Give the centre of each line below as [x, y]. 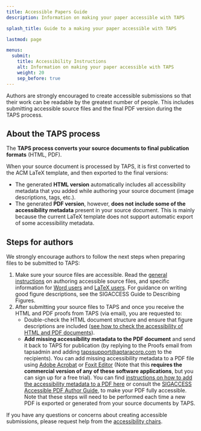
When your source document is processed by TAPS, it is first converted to [98, 166]
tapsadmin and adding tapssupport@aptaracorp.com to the [98, 352]
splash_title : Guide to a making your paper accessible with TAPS [91, 28]
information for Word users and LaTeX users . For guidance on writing [101, 288]
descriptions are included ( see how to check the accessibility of [104, 326]
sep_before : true [39, 78]
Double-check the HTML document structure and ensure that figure [108, 320]
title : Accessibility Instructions [62, 62]
